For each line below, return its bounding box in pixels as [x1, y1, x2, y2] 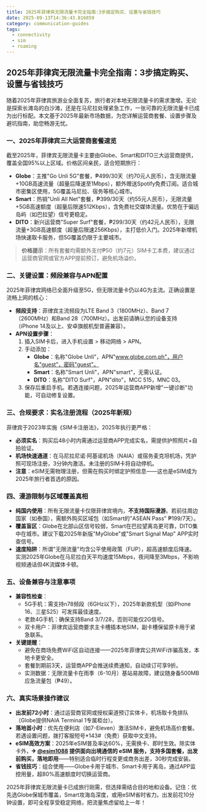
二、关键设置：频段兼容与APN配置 [6, 271, 109, 279]
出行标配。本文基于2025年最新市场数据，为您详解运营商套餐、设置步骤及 [11, 112, 197, 119]
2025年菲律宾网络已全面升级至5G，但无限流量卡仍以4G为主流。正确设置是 [6, 286, 196, 294]
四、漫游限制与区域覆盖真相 [6, 492, 88, 501]
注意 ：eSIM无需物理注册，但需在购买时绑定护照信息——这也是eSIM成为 [15, 467, 197, 475]
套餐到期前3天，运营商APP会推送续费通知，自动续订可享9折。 [24, 662, 182, 670]
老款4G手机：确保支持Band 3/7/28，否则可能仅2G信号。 [24, 615, 167, 623]
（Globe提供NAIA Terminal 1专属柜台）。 [15, 717, 116, 724]
